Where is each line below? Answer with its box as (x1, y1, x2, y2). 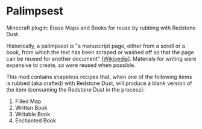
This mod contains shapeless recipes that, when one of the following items (6, 73, 192, 80)
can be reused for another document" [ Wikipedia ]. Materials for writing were (6, 55, 197, 62)
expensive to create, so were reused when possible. (6, 61, 136, 69)
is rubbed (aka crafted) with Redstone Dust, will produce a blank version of (6, 80, 192, 87)
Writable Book (14, 110, 51, 118)
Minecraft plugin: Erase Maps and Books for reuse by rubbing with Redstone (6, 24, 196, 31)
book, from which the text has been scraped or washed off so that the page (6, 48, 194, 55)
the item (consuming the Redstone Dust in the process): (6, 86, 145, 93)
